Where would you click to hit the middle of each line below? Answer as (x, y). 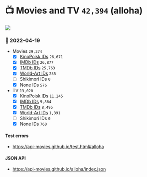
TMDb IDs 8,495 (36, 107)
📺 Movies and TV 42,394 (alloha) (74, 11)
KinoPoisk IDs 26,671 (41, 57)
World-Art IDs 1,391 (40, 112)
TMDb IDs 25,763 (38, 68)
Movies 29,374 (27, 51)
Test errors (17, 136)
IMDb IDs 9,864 (35, 101)
